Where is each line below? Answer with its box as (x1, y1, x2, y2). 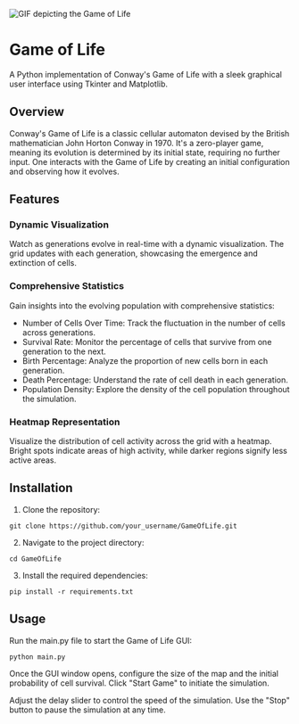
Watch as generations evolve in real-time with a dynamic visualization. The (9, 239, 284, 250)
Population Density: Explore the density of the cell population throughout (21, 383, 290, 394)
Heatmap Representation (9, 415, 120, 428)
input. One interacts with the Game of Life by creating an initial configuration (9, 156, 290, 167)
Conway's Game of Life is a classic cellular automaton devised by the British (9, 128, 290, 138)
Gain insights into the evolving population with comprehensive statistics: (9, 300, 275, 311)
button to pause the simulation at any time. (9, 704, 167, 715)
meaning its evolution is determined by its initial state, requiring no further (9, 147, 281, 158)
